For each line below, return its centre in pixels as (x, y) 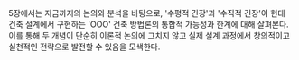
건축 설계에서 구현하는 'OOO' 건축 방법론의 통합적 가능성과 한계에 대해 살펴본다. (149, 24)
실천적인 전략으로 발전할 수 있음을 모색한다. (84, 47)
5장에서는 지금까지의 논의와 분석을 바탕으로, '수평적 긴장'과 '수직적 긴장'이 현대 (147, 13)
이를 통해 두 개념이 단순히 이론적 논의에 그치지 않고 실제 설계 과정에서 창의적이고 (149, 35)
